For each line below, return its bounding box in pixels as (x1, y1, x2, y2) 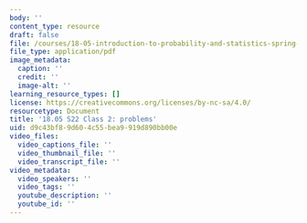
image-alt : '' (17, 81, 71, 90)
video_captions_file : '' (17, 140, 112, 149)
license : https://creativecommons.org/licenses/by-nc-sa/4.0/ (9, 97, 251, 107)
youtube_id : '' (17, 199, 76, 209)
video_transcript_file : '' (17, 157, 121, 167)
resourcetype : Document (9, 106, 101, 116)
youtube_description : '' (17, 191, 112, 200)
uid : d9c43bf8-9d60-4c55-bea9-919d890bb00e (9, 124, 178, 133)
